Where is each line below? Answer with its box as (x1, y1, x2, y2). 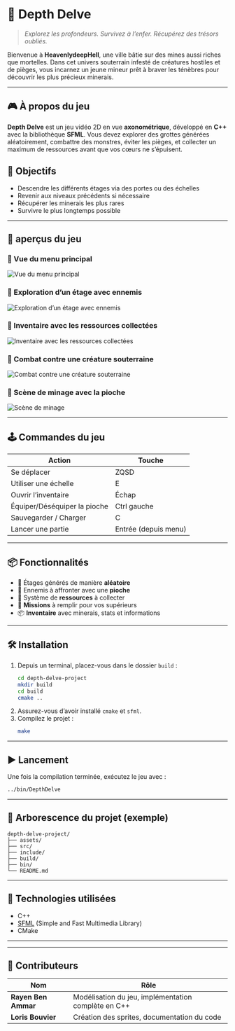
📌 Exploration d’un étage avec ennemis (7, 287, 142, 297)
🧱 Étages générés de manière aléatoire (17, 579, 131, 587)
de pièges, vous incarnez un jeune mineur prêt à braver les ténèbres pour (7, 65, 219, 74)
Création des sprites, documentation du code (73, 1012, 222, 1022)
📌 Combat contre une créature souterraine (7, 354, 154, 364)
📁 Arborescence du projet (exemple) (7, 812, 169, 824)
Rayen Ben (10, 992, 48, 1002)
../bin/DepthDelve (7, 786, 61, 794)
